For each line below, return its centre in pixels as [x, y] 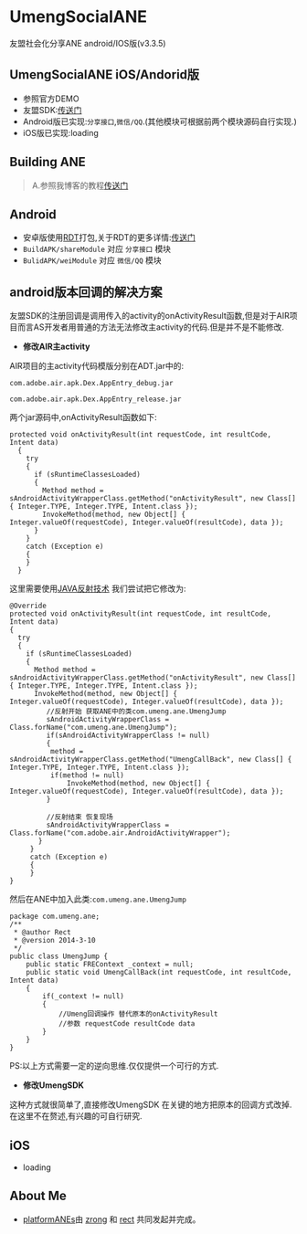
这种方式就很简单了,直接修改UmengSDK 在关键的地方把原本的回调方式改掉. [151, 1105]
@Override [28, 606]
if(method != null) [87, 775]
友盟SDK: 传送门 [52, 110]
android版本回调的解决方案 [86, 292]
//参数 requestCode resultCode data [127, 1024]
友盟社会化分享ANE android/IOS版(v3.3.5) [88, 43]
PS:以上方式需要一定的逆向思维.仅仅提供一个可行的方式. [114, 1066]
